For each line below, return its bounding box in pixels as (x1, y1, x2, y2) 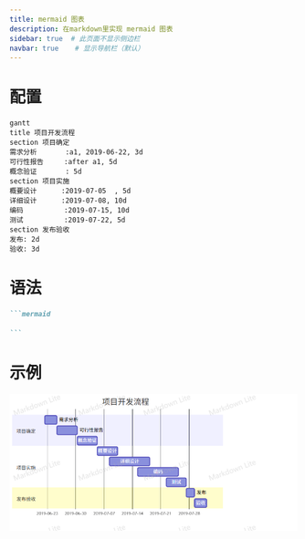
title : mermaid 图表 (9, 15, 85, 24)
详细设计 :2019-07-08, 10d (9, 196, 128, 205)
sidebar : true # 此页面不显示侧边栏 (9, 34, 141, 43)
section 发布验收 (9, 225, 70, 234)
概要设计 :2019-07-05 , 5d (9, 187, 131, 196)
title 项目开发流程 (9, 129, 76, 138)
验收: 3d (9, 244, 40, 254)
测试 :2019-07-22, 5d (9, 215, 126, 225)
